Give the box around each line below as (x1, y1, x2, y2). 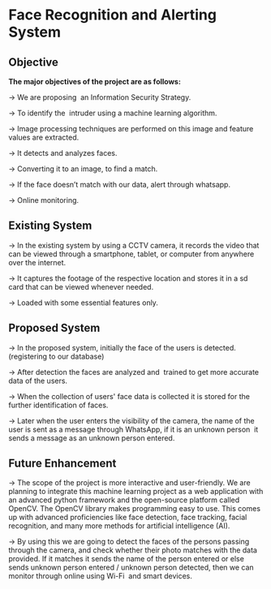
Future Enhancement (8, 457, 117, 471)
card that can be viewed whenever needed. (8, 282, 154, 291)
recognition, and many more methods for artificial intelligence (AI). (8, 521, 230, 531)
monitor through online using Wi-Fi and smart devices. (8, 571, 193, 581)
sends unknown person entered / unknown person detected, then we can (8, 562, 254, 573)
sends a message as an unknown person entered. (8, 432, 175, 443)
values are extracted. (8, 132, 80, 142)
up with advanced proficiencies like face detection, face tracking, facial (8, 513, 247, 522)
